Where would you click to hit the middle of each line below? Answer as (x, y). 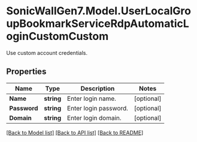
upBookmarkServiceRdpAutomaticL (98, 24)
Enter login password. (98, 108)
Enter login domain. (94, 118)
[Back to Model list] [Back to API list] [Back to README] (75, 132)
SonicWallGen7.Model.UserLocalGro (99, 11)
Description (98, 88)
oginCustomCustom (57, 36)
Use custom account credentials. (47, 53)
